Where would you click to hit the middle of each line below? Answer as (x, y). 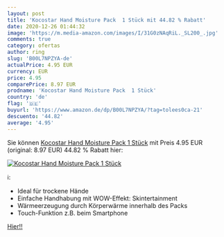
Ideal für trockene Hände (53, 191)
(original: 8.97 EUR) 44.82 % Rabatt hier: (65, 150)
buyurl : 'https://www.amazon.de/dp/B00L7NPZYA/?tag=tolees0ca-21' (105, 110)
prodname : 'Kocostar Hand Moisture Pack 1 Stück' (82, 91)
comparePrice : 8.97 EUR (42, 84)
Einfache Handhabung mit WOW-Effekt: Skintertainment (97, 198)
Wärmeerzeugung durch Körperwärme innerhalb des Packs (102, 205)
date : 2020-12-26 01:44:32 (46, 26)
